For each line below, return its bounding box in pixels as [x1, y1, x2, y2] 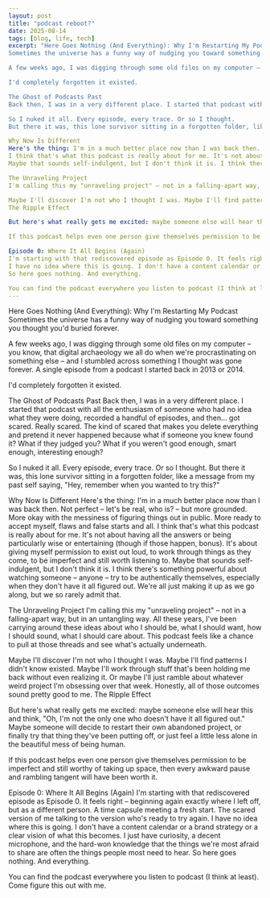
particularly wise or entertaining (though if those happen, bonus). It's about [8, 538, 258, 548]
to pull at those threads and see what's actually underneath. [8, 640, 207, 650]
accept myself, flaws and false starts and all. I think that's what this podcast [8, 522, 260, 531]
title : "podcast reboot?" [8, 19, 95, 27]
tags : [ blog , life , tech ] [8, 34, 95, 43]
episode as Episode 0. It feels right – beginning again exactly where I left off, [8, 796, 261, 806]
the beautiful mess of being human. [8, 739, 126, 750]
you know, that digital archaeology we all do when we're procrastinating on [8, 347, 256, 357]
